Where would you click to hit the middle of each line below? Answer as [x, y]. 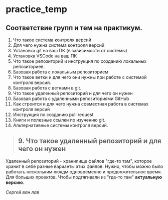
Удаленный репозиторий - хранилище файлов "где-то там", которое [79, 161]
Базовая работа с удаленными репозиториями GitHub [71, 98]
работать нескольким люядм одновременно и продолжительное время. [84, 171]
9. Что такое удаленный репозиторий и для [90, 141]
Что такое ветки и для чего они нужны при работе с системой [80, 77]
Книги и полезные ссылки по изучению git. [59, 120]
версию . [15, 182]
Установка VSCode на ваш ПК [45, 56]
